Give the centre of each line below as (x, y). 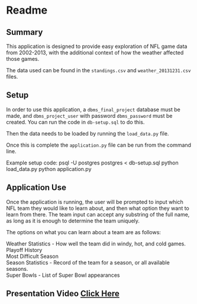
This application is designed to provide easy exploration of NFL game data (97, 46)
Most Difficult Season (33, 256)
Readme (27, 10)
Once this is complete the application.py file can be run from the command (98, 145)
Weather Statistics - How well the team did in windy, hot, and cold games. (96, 244)
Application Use (36, 188)
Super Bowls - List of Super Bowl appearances (63, 275)
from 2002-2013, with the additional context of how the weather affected (95, 53)
